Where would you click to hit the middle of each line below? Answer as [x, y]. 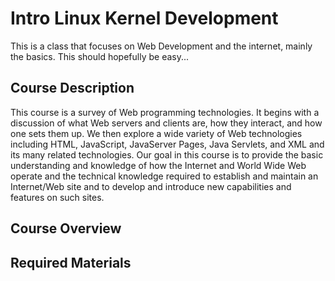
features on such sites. [57, 197]
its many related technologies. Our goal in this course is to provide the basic [167, 154]
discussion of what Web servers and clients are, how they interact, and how [166, 123]
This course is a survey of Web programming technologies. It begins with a [165, 112]
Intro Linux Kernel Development [144, 18]
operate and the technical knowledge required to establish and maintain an [164, 176]
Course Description [72, 88]
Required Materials [71, 262]
